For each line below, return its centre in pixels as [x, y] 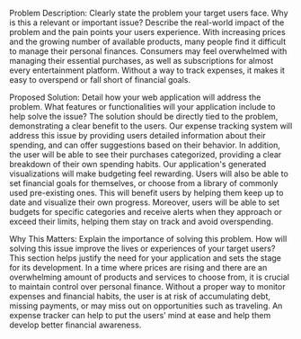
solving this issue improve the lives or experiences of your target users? [142, 248]
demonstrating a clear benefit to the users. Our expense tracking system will [151, 126]
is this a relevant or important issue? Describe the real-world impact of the [147, 22]
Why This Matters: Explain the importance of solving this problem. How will [148, 239]
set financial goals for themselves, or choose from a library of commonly [144, 183]
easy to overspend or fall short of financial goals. [100, 80]
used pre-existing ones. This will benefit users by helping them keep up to [146, 193]
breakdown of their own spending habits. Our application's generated [138, 164]
